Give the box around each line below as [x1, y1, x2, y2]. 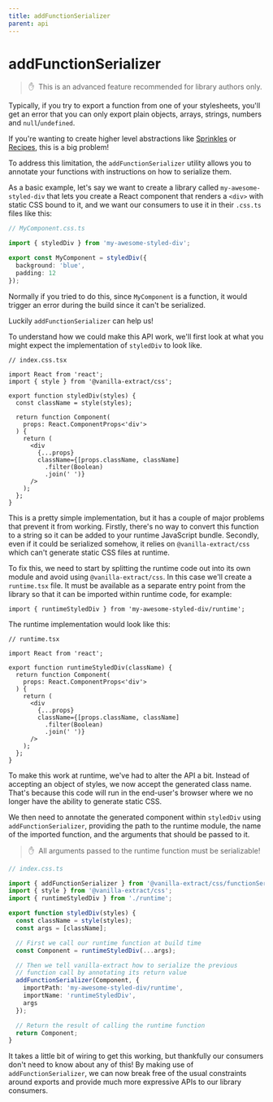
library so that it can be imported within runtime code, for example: [8, 589, 232, 599]
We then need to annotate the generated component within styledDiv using [8, 812, 262, 822]
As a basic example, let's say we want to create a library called [8, 182, 219, 192]
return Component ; [15, 1029, 79, 1037]
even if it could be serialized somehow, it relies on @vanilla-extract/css [8, 538, 250, 548]
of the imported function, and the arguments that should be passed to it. [8, 829, 250, 839]
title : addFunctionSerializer [8, 11, 111, 20]
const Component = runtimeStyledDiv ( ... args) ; [15, 946, 176, 955]
